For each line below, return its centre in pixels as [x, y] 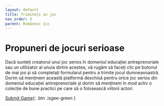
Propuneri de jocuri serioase [65, 48]
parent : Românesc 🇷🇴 [27, 24]
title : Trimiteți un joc [31, 14]
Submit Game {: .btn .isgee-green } [41, 98]
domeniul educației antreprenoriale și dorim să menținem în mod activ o [79, 83]
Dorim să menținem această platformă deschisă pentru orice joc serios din [81, 78]
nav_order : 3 [19, 19]
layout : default [22, 10]
